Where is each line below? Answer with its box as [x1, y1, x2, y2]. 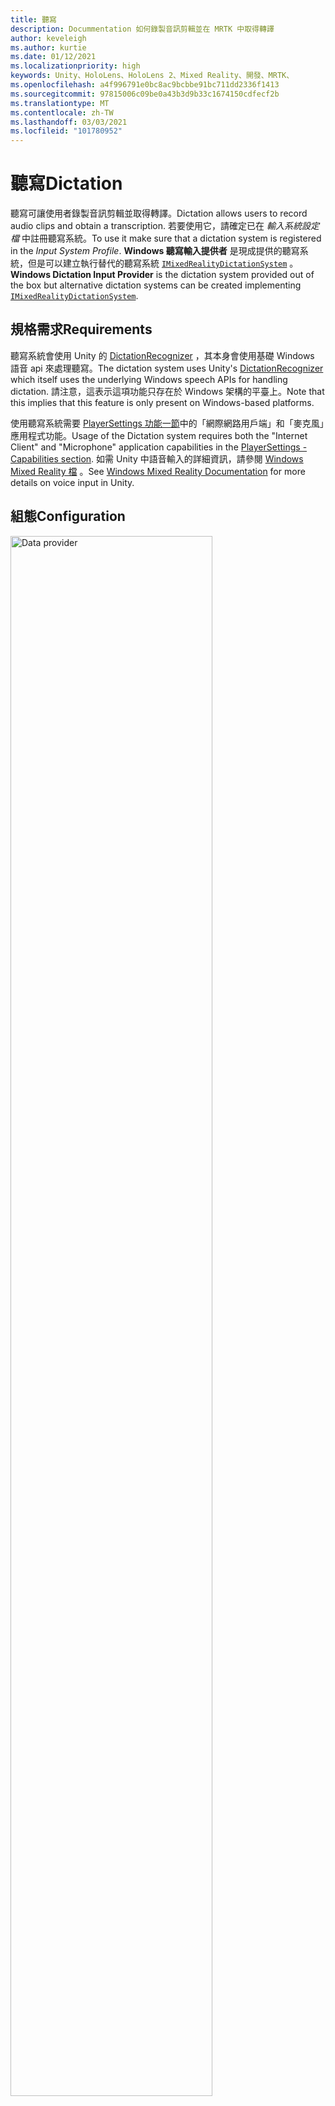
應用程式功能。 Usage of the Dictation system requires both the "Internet [10, 429, 308, 441]
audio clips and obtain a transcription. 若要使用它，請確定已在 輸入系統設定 [10, 220, 320, 232]
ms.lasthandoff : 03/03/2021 [10, 117, 128, 127]
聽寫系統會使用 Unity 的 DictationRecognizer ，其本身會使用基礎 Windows [10, 349, 315, 361]
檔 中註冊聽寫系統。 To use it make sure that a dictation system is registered [10, 232, 322, 245]
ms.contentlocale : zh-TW [10, 107, 114, 118]
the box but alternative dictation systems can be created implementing [10, 279, 302, 291]
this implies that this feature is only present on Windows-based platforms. [10, 396, 315, 408]
